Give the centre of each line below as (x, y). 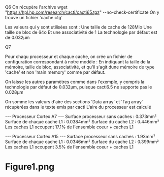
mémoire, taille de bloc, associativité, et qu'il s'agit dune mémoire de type (80, 67)
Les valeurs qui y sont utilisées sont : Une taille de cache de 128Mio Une (79, 27)
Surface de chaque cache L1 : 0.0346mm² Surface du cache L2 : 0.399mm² (82, 142)
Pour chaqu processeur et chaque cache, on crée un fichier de (69, 57)
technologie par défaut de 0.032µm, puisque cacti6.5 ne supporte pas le (79, 87)
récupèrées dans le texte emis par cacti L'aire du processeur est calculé (78, 107)
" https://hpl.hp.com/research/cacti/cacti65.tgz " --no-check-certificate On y (82, 12)
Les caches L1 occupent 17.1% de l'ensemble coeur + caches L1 (69, 127)
